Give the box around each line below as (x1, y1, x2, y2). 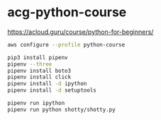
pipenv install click (7, 73, 72, 81)
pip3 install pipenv (7, 54, 69, 61)
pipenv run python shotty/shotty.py (7, 106, 116, 113)
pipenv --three (7, 61, 52, 68)
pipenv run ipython (7, 100, 65, 107)
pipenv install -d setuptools (7, 87, 97, 94)
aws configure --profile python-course (7, 41, 126, 48)
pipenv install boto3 (7, 67, 72, 74)
